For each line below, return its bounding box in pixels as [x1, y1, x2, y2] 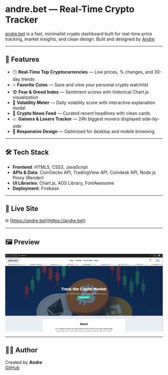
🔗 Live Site [5, 204, 38, 213]
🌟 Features [5, 55, 39, 64]
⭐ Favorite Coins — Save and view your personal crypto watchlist [12, 82, 148, 88]
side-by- [141, 116, 160, 122]
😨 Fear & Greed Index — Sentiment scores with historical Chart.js [12, 89, 149, 95]
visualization [12, 94, 38, 100]
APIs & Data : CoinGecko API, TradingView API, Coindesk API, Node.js [12, 169, 156, 175]
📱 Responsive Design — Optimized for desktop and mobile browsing [12, 128, 155, 134]
